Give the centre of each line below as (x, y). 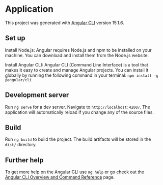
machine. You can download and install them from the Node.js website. (77, 55)
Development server (37, 95)
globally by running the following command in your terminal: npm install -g (82, 75)
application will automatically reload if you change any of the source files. (79, 112)
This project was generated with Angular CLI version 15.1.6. (65, 23)
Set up (15, 38)
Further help (25, 160)
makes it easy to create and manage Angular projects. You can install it (77, 70)
